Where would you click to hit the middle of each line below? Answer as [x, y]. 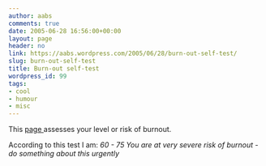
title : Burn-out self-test [54, 69]
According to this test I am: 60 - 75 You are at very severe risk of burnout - [133, 145]
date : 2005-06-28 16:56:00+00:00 [65, 31]
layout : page [30, 38]
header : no [27, 46]
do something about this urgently [64, 154]
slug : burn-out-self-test [52, 62]
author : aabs [30, 16]
